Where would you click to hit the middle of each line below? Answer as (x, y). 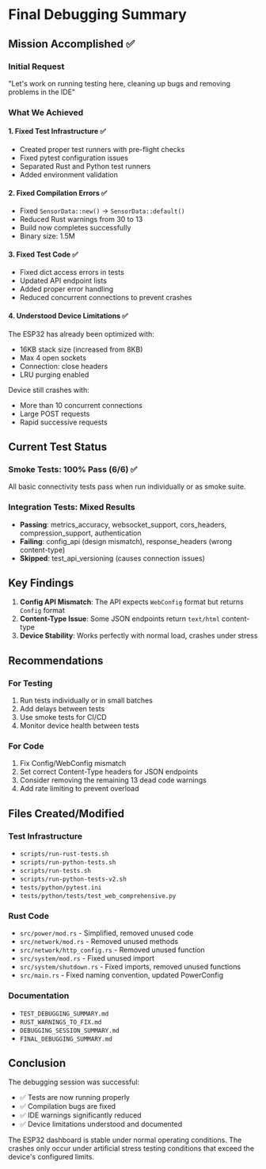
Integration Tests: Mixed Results (72, 507)
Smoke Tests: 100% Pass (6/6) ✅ (73, 469)
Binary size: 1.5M (47, 236)
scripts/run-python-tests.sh (68, 862)
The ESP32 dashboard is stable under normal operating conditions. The (125, 1140)
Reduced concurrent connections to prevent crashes (106, 298)
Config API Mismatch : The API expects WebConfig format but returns (131, 602)
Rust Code (29, 916)
